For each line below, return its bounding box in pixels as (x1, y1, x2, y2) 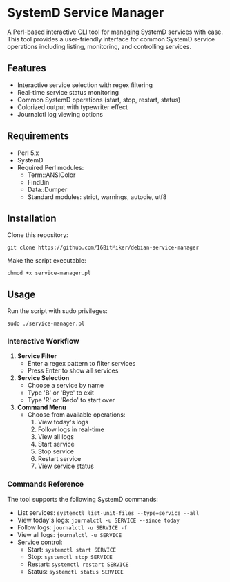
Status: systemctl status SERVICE (27, 567, 124, 575)
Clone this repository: (7, 231, 69, 239)
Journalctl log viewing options (17, 110, 104, 118)
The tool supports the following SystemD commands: (7, 495, 159, 503)
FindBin (27, 178, 50, 186)
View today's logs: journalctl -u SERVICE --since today (17, 516, 180, 524)
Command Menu (17, 403, 67, 412)
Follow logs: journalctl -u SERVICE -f (17, 523, 128, 532)
